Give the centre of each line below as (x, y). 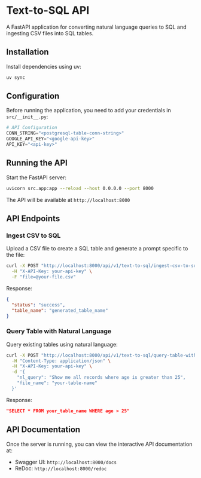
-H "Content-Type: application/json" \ (61, 361)
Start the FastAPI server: (36, 177)
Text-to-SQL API (48, 10)
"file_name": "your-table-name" (57, 383)
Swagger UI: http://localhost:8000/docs (66, 462)
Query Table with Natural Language (59, 331)
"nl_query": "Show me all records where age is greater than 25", (101, 378)
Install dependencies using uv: (44, 66)
